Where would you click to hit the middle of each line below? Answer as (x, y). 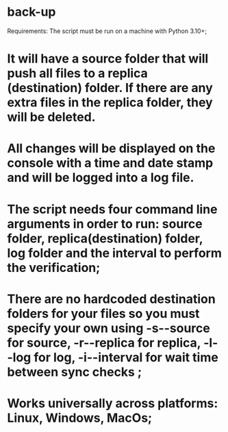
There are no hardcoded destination (111, 299)
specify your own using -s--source (109, 328)
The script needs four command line (112, 209)
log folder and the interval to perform (115, 253)
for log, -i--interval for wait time (126, 357)
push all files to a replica (78, 73)
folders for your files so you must (103, 314)
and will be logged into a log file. (101, 178)
